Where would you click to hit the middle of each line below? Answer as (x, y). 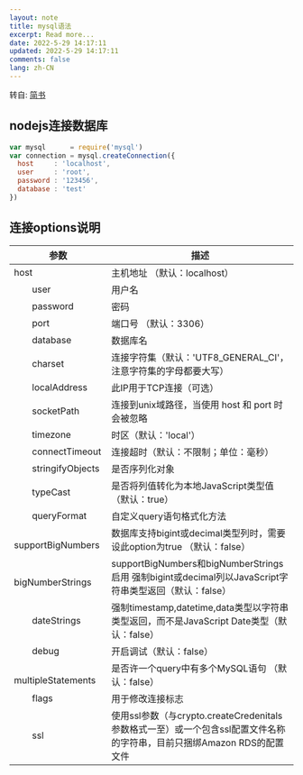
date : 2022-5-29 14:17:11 (58, 43)
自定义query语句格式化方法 (169, 516)
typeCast (51, 492)
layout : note (34, 18)
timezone (52, 434)
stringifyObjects (66, 468)
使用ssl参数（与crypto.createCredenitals (197, 716)
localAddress (60, 387)
